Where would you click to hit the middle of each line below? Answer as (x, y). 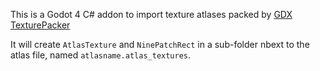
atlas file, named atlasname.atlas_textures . (101, 55)
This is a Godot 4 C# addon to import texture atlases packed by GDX (151, 14)
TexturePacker (40, 25)
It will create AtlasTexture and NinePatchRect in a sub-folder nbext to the (160, 44)
